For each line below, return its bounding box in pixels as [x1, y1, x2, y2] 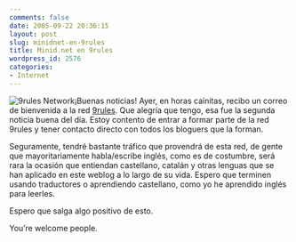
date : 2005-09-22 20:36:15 [9, 21, 109, 30]
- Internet [9, 71, 50, 80]
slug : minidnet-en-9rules [9, 37, 105, 47]
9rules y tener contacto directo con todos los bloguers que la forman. [9, 124, 264, 134]
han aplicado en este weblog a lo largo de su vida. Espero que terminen [9, 169, 272, 180]
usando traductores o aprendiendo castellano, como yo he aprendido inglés [9, 179, 287, 190]
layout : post [9, 29, 58, 38]
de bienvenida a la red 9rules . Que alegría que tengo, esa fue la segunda [9, 104, 276, 116]
